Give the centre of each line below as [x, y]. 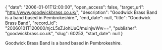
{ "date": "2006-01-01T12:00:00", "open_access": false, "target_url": [75, 7]
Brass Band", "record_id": [31, 23]
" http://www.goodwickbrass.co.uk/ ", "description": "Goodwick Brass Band [81, 12]
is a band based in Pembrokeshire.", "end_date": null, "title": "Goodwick [78, 18]
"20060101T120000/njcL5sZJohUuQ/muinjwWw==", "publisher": [71, 28]
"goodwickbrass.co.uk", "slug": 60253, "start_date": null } [64, 33]
